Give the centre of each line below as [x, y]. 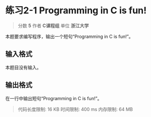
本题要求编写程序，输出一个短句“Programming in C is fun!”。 [69, 36]
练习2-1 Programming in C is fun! [76, 10]
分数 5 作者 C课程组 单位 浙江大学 [53, 26]
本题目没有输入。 [23, 67]
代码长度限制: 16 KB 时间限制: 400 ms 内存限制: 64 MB [75, 109]
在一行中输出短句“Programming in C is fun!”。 [54, 98]
